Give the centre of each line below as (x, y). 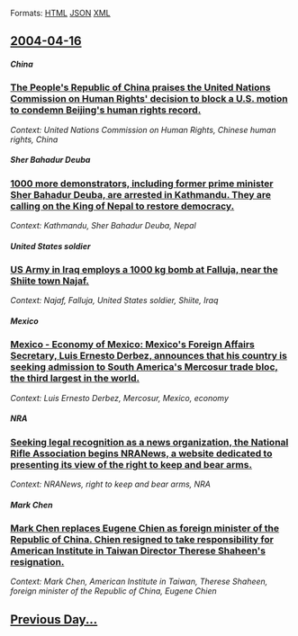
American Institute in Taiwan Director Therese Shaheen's (138, 551)
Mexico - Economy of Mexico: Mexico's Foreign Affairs (133, 345)
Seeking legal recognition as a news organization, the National (149, 442)
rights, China (34, 139)
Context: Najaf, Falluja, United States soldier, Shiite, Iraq (114, 300)
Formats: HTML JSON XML (60, 13)
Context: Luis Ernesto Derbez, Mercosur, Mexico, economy (119, 398)
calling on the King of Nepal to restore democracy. (122, 206)
